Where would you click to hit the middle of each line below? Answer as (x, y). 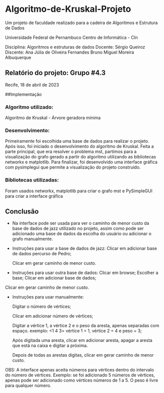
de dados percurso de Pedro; (42, 254)
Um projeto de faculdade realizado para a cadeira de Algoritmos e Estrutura (82, 23)
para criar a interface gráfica (34, 196)
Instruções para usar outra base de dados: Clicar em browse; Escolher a (85, 273)
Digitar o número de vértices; (42, 306)
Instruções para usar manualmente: (48, 297)
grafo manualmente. (32, 239)
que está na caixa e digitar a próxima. (50, 346)
